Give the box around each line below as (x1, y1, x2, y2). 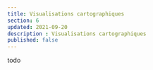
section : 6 (7, 17, 39, 24)
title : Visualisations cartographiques (7, 10, 125, 18)
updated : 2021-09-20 (7, 23, 68, 30)
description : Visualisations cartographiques (7, 30, 147, 37)
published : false (7, 37, 59, 44)
